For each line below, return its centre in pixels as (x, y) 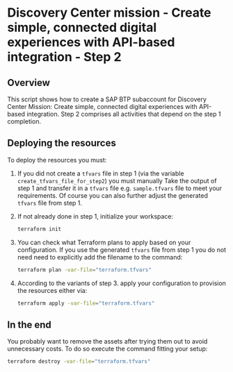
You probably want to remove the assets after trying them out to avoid (107, 341)
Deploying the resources (62, 143)
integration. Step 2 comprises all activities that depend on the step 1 (124, 114)
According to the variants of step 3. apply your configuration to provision (121, 283)
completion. (24, 121)
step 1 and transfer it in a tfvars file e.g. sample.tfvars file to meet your (120, 188)
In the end (30, 324)
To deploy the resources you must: (57, 160)
